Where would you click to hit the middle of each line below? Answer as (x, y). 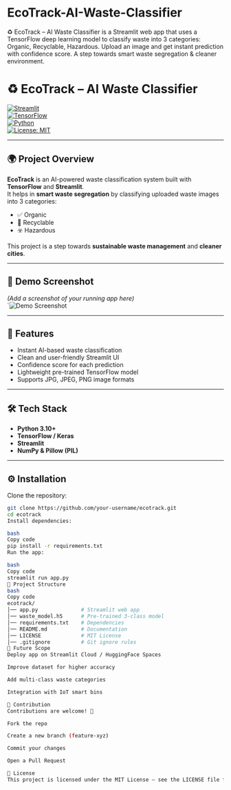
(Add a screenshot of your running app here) (71, 298)
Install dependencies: (40, 521)
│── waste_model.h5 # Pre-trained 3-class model (86, 616)
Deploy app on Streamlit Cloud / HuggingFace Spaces (84, 655)
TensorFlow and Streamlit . (46, 186)
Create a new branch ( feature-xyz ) (58, 736)
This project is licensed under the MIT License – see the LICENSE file (113, 780)
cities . (16, 253)
